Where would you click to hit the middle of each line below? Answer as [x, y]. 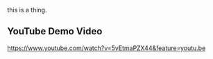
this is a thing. [27, 10]
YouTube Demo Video [55, 31]
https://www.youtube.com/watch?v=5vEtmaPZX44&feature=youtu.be [106, 48]
